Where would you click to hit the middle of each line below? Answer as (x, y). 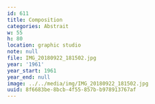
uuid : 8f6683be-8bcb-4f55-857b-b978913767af (72, 90)
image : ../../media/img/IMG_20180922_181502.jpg (78, 83)
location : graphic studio (44, 45)
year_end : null (29, 77)
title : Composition (35, 20)
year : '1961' (26, 64)
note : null (23, 52)
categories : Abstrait (38, 26)
